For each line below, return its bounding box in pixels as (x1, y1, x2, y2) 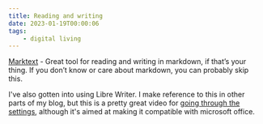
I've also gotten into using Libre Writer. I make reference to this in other (8, 90, 245, 100)
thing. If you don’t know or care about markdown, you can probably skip (8, 66, 249, 75)
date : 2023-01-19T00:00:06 (8, 19, 100, 28)
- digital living (23, 34, 82, 43)
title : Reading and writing (8, 11, 104, 20)
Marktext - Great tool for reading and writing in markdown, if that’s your (8, 57, 247, 66)
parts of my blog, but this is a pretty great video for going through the (8, 98, 240, 108)
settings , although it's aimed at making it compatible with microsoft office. (8, 107, 255, 117)
